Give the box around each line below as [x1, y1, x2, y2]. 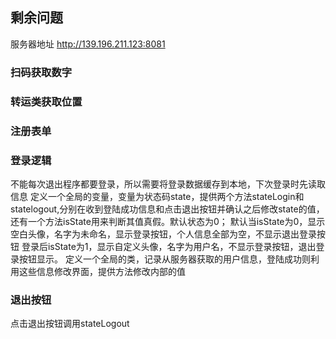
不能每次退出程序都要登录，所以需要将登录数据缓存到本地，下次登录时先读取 [10, 178, 326, 190]
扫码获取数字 [10, 65, 73, 79]
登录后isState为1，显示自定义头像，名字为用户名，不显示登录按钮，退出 [21, 240, 317, 252]
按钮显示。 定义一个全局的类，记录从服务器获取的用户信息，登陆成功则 [18, 253, 311, 265]
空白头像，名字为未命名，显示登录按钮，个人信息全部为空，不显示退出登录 [10, 228, 317, 240]
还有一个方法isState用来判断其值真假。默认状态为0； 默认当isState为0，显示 [10, 215, 326, 227]
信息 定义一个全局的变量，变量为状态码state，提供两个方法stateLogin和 [10, 190, 305, 202]
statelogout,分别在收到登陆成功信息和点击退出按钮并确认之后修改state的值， [10, 203, 325, 215]
